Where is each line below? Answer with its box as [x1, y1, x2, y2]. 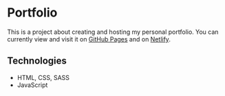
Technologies [7, 55, 67, 67]
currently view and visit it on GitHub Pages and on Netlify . [7, 35, 171, 43]
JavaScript [17, 81, 48, 89]
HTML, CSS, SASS [17, 73, 70, 81]
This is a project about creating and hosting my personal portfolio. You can [7, 28, 219, 36]
